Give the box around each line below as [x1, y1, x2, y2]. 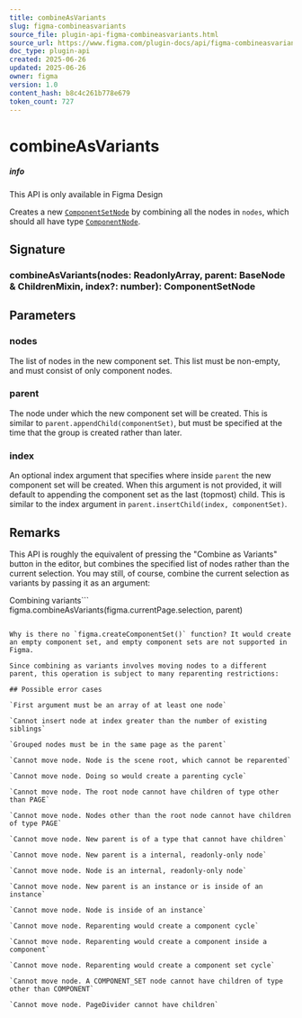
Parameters [9, 308, 76, 323]
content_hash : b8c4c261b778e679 [9, 88, 130, 97]
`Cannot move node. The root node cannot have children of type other [9, 787, 280, 796]
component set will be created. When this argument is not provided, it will [9, 479, 282, 491]
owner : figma [9, 72, 58, 81]
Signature [9, 241, 66, 257]
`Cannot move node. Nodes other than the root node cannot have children [9, 811, 292, 820]
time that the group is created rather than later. [9, 427, 182, 438]
